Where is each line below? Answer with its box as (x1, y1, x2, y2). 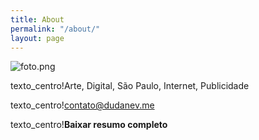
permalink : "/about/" (10, 24, 101, 34)
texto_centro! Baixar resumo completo (10, 119, 168, 131)
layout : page (10, 33, 65, 43)
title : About (10, 14, 65, 25)
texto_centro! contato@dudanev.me (10, 99, 155, 111)
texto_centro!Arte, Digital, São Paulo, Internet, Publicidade (10, 80, 250, 92)
